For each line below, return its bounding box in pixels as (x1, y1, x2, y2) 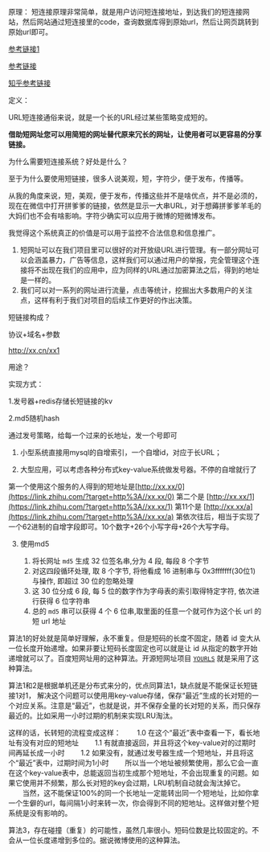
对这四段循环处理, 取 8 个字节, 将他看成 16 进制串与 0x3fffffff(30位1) (31, 566, 256, 576)
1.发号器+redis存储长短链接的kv (8, 396, 113, 406)
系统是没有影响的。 (8, 809, 72, 817)
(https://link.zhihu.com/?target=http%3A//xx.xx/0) (8, 492, 175, 501)
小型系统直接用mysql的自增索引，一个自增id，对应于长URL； (19, 448, 223, 457)
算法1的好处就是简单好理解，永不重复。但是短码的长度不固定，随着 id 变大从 (8, 633, 261, 643)
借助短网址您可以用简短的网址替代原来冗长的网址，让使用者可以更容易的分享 (8, 129, 262, 139)
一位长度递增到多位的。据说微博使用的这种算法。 (22, 835, 185, 845)
